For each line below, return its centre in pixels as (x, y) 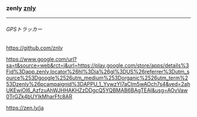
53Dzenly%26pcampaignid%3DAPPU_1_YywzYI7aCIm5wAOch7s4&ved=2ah (98, 84)
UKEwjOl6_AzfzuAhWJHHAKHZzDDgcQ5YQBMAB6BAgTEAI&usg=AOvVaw (97, 90)
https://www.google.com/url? (42, 59)
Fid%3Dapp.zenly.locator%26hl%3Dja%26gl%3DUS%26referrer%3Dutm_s (98, 71)
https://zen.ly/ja (25, 108)
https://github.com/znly (35, 47)
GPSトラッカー (24, 29)
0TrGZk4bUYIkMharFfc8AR (39, 96)
